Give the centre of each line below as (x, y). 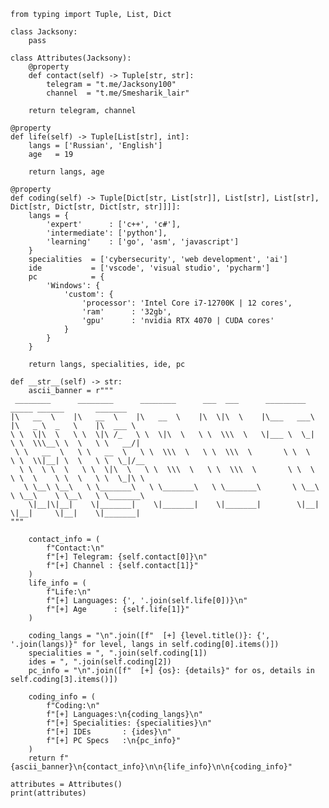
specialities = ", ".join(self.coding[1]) (118, 653)
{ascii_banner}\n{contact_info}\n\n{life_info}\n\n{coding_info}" (151, 767)
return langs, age (66, 172)
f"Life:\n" (69, 592)
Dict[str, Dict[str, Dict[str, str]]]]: (96, 207)
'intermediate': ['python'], (107, 233)
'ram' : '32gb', (126, 312)
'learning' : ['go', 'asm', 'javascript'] (143, 242)
